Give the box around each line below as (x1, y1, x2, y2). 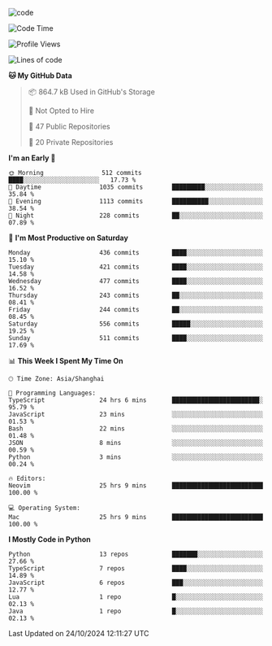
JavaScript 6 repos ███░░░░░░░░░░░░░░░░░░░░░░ (8, 578, 264, 587)
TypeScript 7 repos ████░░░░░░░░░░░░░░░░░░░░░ (8, 565, 264, 573)
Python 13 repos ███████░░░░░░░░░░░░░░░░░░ (8, 550, 264, 558)
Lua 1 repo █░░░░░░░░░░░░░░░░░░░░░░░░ (8, 593, 264, 601)
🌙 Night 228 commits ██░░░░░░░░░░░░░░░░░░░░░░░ (8, 212, 264, 220)
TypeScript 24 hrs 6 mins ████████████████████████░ (8, 396, 264, 404)
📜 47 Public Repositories (28, 122, 111, 131)
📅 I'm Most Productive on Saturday (8, 233, 128, 242)
